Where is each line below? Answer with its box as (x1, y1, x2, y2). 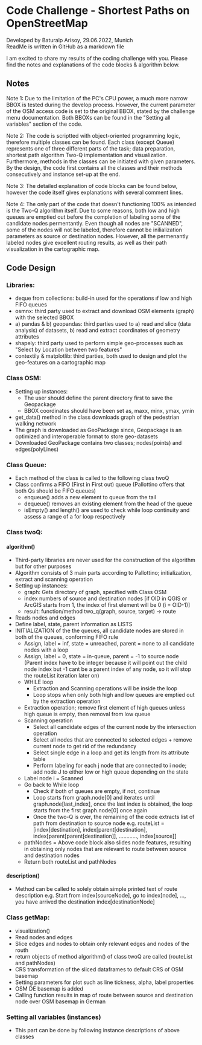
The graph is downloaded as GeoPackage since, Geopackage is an (14, 426, 182, 433)
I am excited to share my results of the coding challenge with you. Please (6, 54, 188, 62)
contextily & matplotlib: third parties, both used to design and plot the (14, 352, 187, 360)
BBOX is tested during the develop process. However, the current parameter (6, 101, 196, 108)
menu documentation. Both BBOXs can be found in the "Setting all (6, 114, 171, 121)
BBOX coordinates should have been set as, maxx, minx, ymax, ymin (24, 407, 195, 414)
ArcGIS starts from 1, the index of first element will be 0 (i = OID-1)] (24, 601, 191, 609)
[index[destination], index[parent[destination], (33, 826, 148, 833)
